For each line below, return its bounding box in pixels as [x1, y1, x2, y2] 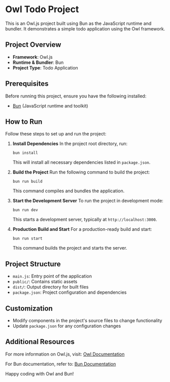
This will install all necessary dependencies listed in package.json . [12, 159, 151, 165]
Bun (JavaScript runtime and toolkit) [12, 102, 88, 109]
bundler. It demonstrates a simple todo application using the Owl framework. [5, 25, 165, 31]
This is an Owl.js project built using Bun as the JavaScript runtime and [5, 20, 152, 26]
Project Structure [5, 260, 61, 268]
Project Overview [5, 41, 61, 49]
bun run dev [12, 207, 38, 213]
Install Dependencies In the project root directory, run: [12, 141, 128, 147]
